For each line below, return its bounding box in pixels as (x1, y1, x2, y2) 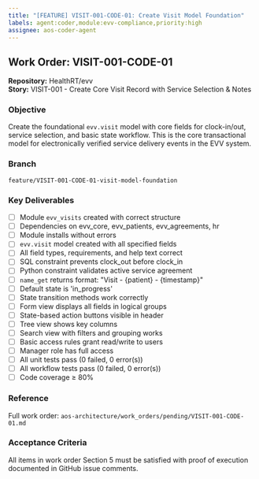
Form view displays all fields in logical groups (19, 301, 167, 311)
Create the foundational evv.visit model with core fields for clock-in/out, (8, 122, 246, 132)
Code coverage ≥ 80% (19, 373, 94, 382)
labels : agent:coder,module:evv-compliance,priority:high (8, 19, 202, 27)
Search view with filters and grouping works (19, 328, 163, 337)
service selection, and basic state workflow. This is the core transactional (8, 131, 246, 140)
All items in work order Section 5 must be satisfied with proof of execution (8, 455, 249, 465)
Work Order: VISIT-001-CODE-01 (8, 55, 173, 69)
